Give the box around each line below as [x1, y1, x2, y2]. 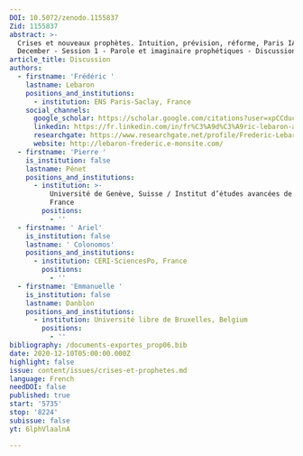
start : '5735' [9, 399, 63, 409]
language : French [9, 374, 75, 384]
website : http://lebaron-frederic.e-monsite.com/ [32, 139, 224, 148]
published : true [9, 391, 70, 400]
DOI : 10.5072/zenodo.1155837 [9, 13, 119, 23]
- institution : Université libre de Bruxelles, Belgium [32, 315, 248, 325]
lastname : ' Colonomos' [25, 240, 115, 249]
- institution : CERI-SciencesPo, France [32, 256, 188, 266]
